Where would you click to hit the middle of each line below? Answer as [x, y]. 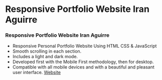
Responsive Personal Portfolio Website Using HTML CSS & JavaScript [85, 46]
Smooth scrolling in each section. [47, 51]
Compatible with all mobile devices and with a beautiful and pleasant [83, 67]
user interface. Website [37, 73]
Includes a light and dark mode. [45, 57]
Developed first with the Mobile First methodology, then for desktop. [83, 62]
